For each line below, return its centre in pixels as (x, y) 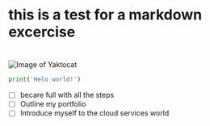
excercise (42, 32)
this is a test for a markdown (105, 15)
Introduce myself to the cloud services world (94, 113)
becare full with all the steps (67, 95)
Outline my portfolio (53, 104)
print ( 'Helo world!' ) (45, 80)
